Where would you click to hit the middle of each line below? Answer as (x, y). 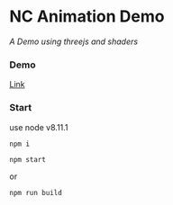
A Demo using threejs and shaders (73, 41)
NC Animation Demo (87, 17)
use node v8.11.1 (39, 127)
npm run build (36, 192)
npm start (28, 159)
